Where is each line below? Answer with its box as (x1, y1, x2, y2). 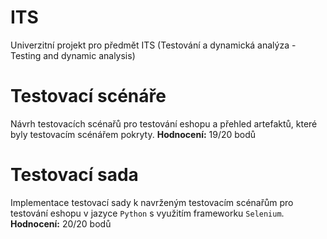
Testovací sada (10, 164, 139, 186)
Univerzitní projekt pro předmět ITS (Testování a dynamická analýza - (10, 39, 297, 51)
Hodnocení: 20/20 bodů (10, 217, 112, 230)
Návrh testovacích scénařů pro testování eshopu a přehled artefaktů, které (10, 117, 318, 130)
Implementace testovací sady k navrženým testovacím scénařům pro (10, 196, 294, 208)
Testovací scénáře (10, 85, 167, 108)
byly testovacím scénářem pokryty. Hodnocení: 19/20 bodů (10, 128, 257, 140)
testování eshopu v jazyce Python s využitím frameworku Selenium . (10, 207, 285, 219)
